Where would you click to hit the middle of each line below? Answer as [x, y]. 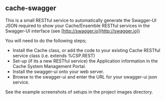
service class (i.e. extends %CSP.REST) [54, 55]
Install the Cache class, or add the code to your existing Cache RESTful [86, 50]
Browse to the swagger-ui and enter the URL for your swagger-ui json [85, 76]
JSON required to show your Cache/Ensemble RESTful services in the [77, 25]
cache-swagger [31, 8]
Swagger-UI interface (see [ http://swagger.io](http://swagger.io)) [73, 31]
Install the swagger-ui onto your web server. [58, 71]
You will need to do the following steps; [46, 40]
